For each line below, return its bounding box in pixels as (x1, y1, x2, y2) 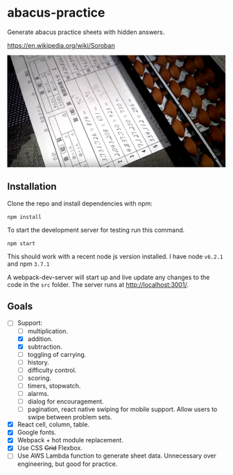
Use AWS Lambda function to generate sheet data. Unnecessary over (17, 451, 216, 460)
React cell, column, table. (17, 420, 90, 428)
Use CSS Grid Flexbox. (17, 444, 83, 452)
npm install (7, 213, 42, 220)
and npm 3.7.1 (7, 259, 50, 268)
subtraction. (27, 342, 62, 351)
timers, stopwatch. (27, 381, 81, 390)
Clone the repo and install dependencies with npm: (7, 199, 153, 208)
